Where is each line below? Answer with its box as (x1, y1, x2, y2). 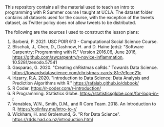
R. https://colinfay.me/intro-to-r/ (12, 106, 77, 112)
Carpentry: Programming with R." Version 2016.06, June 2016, (12, 49, 137, 55)
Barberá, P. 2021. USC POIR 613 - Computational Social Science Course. (12, 39, 158, 44)
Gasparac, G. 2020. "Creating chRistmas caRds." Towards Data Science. (12, 64, 158, 70)
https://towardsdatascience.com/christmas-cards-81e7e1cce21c (12, 70, 142, 75)
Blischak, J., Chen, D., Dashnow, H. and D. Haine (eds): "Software (12, 44, 144, 49)
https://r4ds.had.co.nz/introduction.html (12, 117, 93, 122)
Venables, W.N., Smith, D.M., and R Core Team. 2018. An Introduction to (12, 101, 156, 106)
